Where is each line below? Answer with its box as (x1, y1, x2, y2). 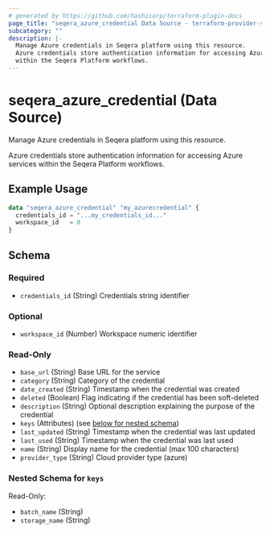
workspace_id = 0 (15, 219, 81, 227)
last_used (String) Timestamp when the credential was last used (19, 436, 234, 445)
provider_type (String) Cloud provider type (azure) (19, 453, 188, 462)
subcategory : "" (8, 27, 63, 35)
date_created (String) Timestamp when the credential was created (19, 384, 239, 394)
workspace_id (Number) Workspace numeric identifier (19, 329, 198, 338)
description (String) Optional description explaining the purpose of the (19, 401, 256, 411)
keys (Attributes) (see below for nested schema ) (19, 419, 179, 428)
